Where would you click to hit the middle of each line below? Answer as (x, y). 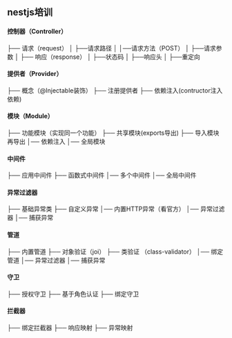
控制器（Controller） (37, 31)
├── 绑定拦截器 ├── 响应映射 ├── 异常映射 (70, 328)
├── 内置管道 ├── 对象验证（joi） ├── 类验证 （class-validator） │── (108, 252)
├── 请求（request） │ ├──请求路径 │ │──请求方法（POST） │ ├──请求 (112, 48)
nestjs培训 (30, 12)
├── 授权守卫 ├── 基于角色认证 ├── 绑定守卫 (73, 294)
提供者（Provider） (35, 74)
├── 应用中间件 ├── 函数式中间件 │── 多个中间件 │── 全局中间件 (102, 176)
